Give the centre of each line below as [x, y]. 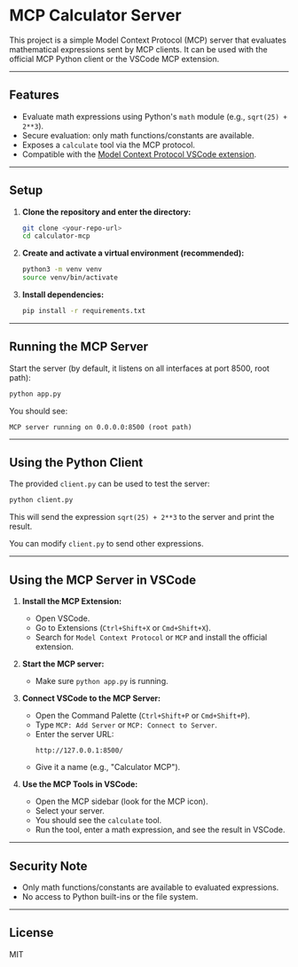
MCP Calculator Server [95, 16]
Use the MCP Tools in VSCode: [80, 784]
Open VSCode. [63, 618]
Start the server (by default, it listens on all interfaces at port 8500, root [140, 368]
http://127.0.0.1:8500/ [79, 751]
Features [34, 95]
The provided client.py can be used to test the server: [110, 483]
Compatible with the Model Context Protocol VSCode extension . [139, 154]
